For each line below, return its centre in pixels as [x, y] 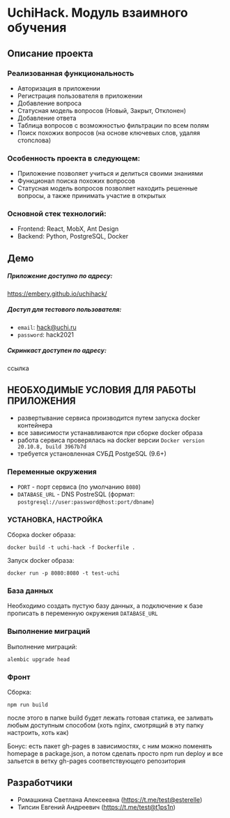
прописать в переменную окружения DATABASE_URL [83, 613]
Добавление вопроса [49, 103]
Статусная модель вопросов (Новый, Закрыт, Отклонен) [101, 110]
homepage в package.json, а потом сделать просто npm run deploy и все [115, 754]
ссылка [18, 368]
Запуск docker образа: [41, 561]
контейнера [35, 425]
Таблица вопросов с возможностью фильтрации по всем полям [113, 125]
